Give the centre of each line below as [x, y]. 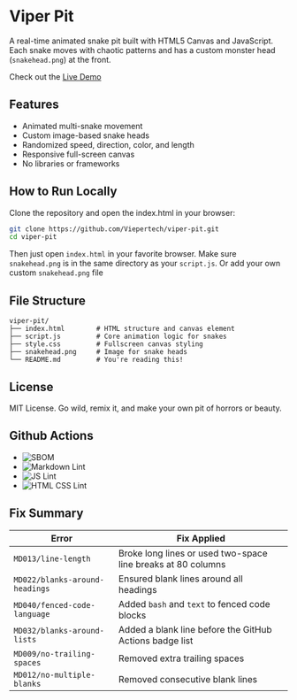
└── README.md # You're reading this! [96, 360]
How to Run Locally [63, 192]
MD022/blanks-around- [59, 580]
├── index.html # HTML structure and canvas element [122, 329]
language [32, 614]
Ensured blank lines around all [180, 579]
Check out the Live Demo [55, 76]
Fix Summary [46, 514]
